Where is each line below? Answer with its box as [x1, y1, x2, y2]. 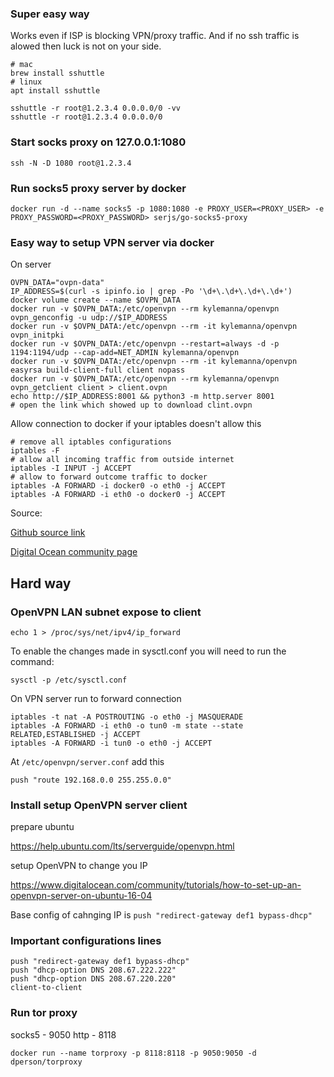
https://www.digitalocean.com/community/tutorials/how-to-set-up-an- [10, 879, 302, 891]
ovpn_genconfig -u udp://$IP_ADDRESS [10, 313, 168, 323]
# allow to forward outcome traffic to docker [10, 472, 208, 482]
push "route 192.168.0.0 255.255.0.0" [10, 775, 172, 785]
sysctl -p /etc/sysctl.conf [10, 675, 128, 685]
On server [10, 258, 52, 271]
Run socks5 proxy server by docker [10, 181, 187, 195]
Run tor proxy [10, 1006, 78, 1020]
